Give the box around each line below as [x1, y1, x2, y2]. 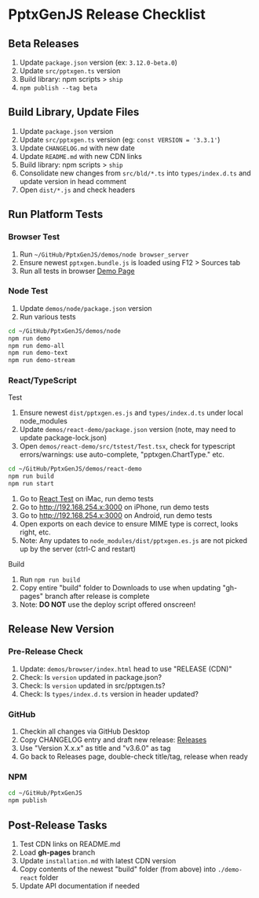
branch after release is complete [44, 592, 150, 601]
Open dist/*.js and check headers [19, 185, 136, 194]
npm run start [8, 480, 55, 488]
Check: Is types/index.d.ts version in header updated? [19, 689, 199, 698]
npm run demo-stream [8, 357, 76, 364]
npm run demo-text [8, 349, 68, 357]
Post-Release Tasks [8, 819, 108, 832]
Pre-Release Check [8, 646, 84, 657]
